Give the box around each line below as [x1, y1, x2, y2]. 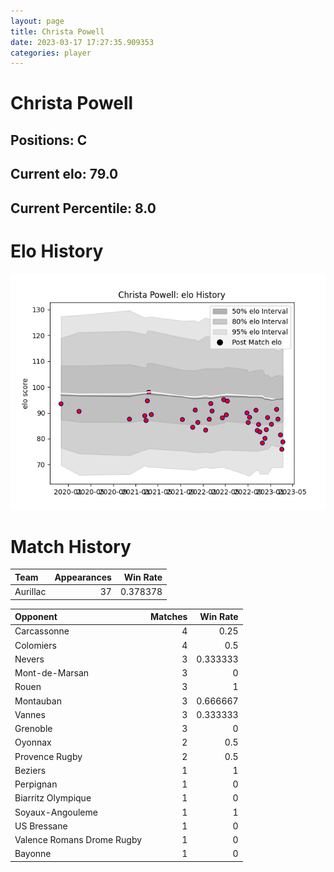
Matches [150, 611, 188, 623]
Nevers [14, 653, 45, 665]
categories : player [10, 48, 92, 58]
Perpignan [14, 778, 58, 790]
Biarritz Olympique [14, 792, 92, 804]
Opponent [14, 611, 58, 623]
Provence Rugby [14, 750, 83, 762]
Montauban [14, 695, 62, 707]
